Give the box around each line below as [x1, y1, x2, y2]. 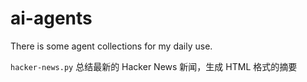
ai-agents [10, 7, 93, 30]
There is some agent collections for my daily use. [10, 40, 213, 52]
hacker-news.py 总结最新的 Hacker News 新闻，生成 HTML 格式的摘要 [10, 60, 298, 72]
